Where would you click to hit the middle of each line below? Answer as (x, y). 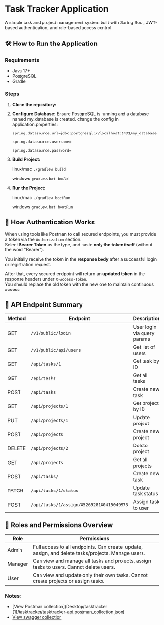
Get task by (146, 361)
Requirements (22, 60)
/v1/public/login (51, 333)
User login (145, 327)
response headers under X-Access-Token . (46, 279)
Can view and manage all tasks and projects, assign (92, 561)
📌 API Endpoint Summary (44, 305)
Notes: (13, 596)
